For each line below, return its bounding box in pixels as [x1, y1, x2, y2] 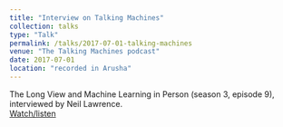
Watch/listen [9, 108, 56, 119]
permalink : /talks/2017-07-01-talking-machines [9, 38, 193, 48]
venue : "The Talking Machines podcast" [9, 47, 161, 56]
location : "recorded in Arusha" [9, 64, 132, 73]
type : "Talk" [9, 30, 59, 39]
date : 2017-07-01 [9, 55, 75, 64]
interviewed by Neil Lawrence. [9, 98, 123, 109]
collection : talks [9, 22, 79, 31]
